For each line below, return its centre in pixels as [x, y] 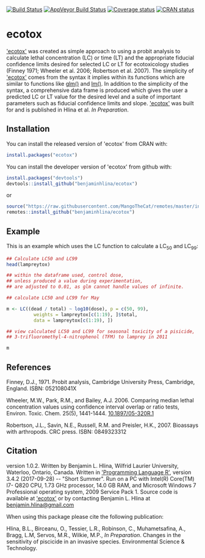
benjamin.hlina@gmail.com [40, 505]
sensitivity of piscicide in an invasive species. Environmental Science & [95, 541]
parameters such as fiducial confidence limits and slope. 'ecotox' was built [100, 103]
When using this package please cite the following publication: [85, 516]
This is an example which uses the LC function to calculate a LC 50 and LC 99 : [102, 247]
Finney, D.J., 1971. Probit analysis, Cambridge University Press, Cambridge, [101, 382]
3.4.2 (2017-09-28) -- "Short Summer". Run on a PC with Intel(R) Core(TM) [100, 478]
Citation [22, 451]
